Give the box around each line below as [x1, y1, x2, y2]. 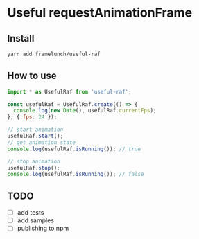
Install [7, 33, 35, 44]
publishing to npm [17, 224, 69, 233]
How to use [7, 70, 57, 82]
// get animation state [7, 139, 76, 146]
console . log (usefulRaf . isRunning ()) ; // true [7, 145, 141, 152]
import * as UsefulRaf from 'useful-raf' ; [7, 88, 132, 95]
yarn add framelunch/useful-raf [7, 51, 101, 57]
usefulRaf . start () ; [7, 133, 64, 140]
